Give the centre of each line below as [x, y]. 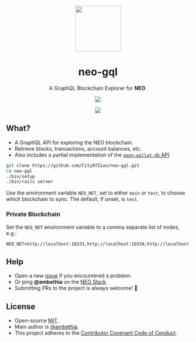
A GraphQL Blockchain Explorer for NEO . [98, 88]
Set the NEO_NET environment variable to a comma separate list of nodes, [93, 227]
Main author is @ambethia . [47, 327]
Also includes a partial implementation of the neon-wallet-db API [92, 155]
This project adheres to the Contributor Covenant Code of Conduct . [96, 333]
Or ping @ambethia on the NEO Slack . [61, 282]
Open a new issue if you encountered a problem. [73, 276]
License [21, 306]
